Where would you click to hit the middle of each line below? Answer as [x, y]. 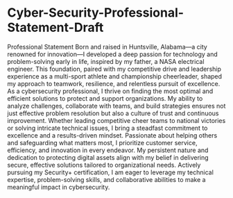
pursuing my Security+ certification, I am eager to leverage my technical [110, 172]
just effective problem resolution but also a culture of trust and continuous [113, 113]
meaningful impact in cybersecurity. [59, 187]
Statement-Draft [55, 27]
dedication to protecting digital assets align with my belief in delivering [108, 157]
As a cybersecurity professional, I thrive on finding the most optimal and [110, 91]
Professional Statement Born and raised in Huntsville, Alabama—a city [107, 47]
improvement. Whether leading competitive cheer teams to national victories [116, 120]
